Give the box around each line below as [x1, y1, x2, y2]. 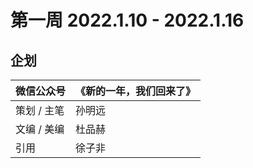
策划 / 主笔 [15, 104, 65, 117]
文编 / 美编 [15, 122, 65, 136]
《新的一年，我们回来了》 [75, 84, 197, 98]
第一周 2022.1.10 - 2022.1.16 [10, 9, 245, 32]
